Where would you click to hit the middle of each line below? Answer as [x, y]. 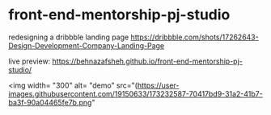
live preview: [30, 61]
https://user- [158, 85]
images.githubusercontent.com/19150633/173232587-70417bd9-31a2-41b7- [135, 93]
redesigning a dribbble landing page [69, 37]
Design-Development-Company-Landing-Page [87, 45]
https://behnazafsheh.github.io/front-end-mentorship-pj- [147, 61]
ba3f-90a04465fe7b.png [50, 102]
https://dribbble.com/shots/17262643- [195, 37]
